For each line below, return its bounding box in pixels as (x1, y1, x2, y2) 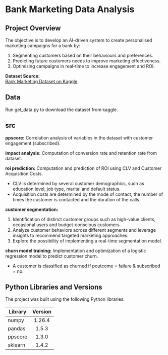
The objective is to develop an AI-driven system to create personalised (5, 37, 152, 43)
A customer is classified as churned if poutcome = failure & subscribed (12, 263, 160, 269)
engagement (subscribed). (5, 140, 61, 146)
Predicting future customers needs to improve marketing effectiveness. (12, 58, 161, 64)
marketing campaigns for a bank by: (5, 43, 81, 49)
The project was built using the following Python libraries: (5, 296, 125, 302)
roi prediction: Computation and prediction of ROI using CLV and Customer (5, 165, 162, 171)
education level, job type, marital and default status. (12, 186, 121, 192)
